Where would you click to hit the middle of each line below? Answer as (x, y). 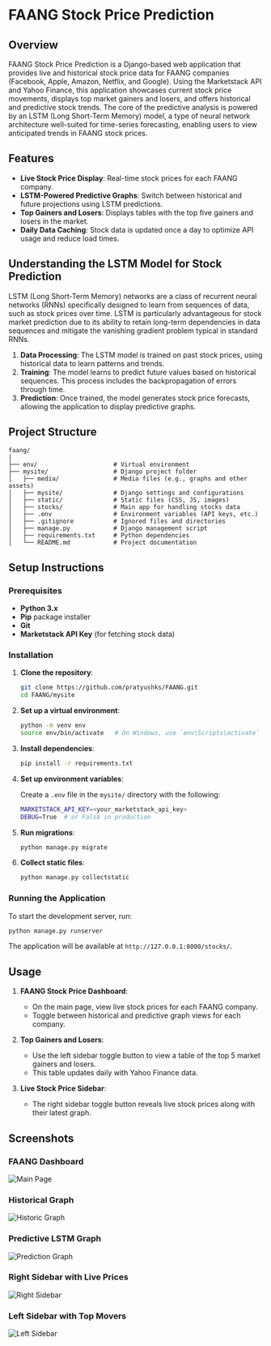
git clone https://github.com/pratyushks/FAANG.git (109, 688)
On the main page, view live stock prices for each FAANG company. (145, 1007)
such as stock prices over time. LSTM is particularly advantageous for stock (135, 313)
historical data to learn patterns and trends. (92, 363)
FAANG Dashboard (46, 1161)
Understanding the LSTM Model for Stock (115, 264)
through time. (42, 389)
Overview (34, 45)
